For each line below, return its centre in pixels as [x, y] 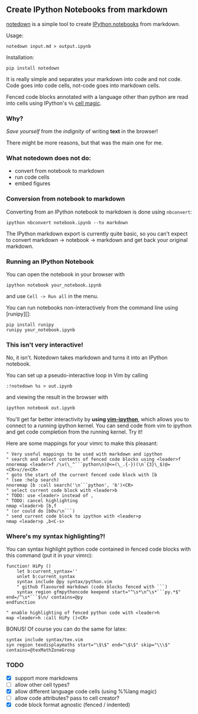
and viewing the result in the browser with [57, 397]
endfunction [21, 603]
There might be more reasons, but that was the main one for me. [85, 143]
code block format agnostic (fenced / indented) [72, 705]
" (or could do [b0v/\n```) [41, 511]
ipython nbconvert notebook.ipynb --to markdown [67, 222]
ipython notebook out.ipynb [41, 408]
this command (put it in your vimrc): [50, 555]
